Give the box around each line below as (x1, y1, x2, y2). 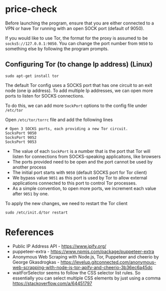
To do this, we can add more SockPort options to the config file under (5, 102, 148, 108)
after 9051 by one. (12, 190, 49, 196)
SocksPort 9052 (5, 135, 37, 140)
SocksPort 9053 (5, 139, 37, 144)
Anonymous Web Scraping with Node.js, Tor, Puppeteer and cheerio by (12, 253, 159, 259)
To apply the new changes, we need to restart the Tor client (5, 200, 128, 206)
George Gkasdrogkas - (12, 259, 60, 265)
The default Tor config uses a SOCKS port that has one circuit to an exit (5, 82, 153, 88)
